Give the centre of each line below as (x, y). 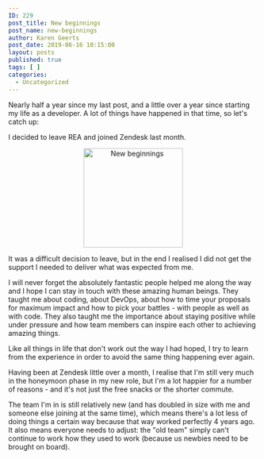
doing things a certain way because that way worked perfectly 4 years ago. (132, 421)
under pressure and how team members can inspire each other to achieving (132, 324)
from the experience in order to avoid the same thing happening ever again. (132, 357)
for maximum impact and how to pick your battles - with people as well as (129, 307)
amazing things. (34, 333)
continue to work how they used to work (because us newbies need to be (128, 438)
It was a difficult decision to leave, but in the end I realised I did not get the (130, 258)
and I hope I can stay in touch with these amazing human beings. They (124, 291)
